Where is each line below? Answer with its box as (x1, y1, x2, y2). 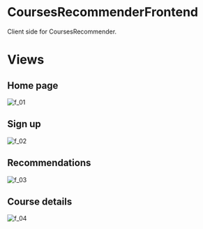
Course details (7, 195, 73, 207)
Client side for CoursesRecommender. (7, 27, 117, 36)
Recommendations (7, 157, 91, 169)
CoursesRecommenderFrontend (7, 4, 199, 20)
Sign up (7, 118, 42, 130)
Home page (7, 80, 59, 91)
